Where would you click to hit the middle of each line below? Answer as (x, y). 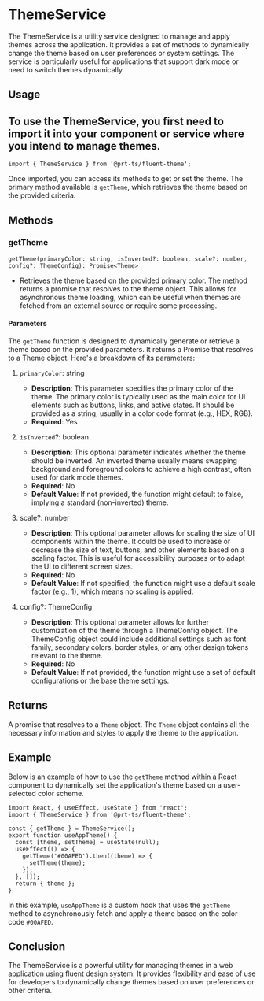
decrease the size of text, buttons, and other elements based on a (138, 550)
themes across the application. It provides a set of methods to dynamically (129, 44)
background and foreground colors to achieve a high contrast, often (141, 469)
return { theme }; (46, 884)
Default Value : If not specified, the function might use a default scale (143, 584)
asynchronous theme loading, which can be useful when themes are (130, 297)
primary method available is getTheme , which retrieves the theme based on (128, 187)
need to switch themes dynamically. (66, 69)
